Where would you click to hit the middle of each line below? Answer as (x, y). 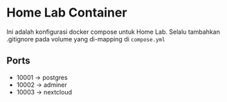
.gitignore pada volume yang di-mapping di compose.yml (86, 39)
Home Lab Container (67, 13)
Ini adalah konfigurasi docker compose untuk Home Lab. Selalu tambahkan (113, 32)
